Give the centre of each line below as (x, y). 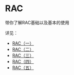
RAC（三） (23, 55)
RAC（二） (23, 49)
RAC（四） (23, 61)
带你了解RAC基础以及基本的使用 (37, 22)
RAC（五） (23, 67)
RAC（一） (23, 43)
